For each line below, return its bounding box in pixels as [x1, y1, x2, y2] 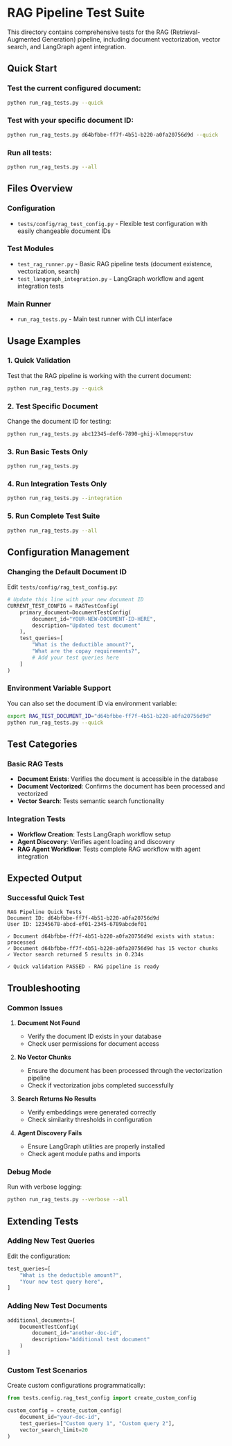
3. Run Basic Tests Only [7, 447, 89, 456]
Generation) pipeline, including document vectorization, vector [42, 35, 221, 43]
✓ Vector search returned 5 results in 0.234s [7, 952, 144, 958]
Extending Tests [7, 1215, 79, 1227]
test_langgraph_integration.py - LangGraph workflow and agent [17, 274, 204, 282]
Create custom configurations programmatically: [7, 1382, 145, 1390]
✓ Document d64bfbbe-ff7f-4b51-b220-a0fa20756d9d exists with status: [7, 933, 215, 940]
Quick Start [7, 62, 57, 74]
